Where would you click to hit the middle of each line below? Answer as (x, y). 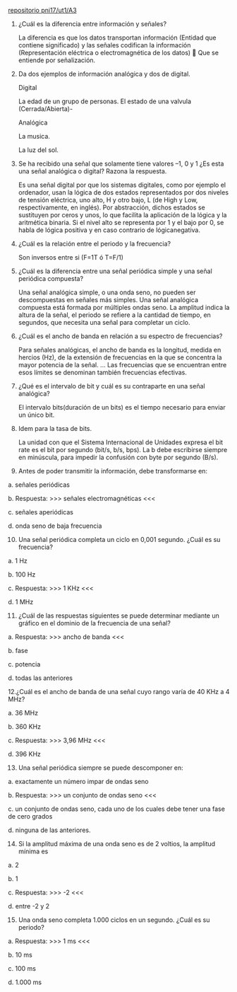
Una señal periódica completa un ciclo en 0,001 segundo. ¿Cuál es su (119, 540)
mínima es (33, 851)
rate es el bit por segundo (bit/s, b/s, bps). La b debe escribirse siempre (123, 450)
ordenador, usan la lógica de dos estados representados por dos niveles (123, 192)
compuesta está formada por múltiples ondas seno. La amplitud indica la (124, 307)
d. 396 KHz (25, 754)
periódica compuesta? (51, 278)
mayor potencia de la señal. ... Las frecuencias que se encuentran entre (122, 365)
